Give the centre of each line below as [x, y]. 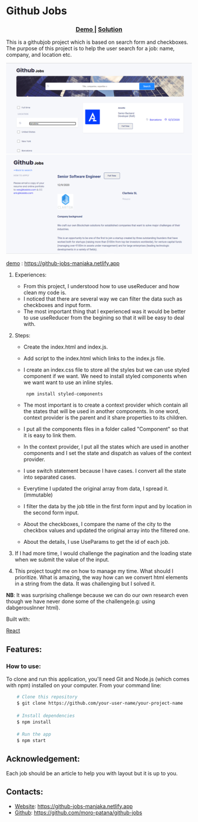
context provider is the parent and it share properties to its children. [105, 418]
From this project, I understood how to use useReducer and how [101, 286]
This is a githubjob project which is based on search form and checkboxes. [97, 42]
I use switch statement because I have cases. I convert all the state [105, 471]
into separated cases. [50, 477]
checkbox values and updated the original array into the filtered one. [107, 530]
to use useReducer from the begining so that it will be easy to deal [104, 318]
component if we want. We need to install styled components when [105, 376]
